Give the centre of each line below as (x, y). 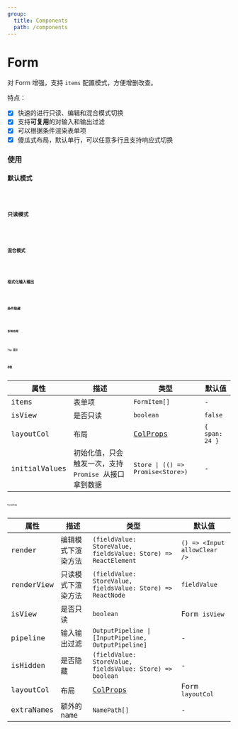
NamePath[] (111, 710)
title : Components (41, 21)
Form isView (203, 614)
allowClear (199, 550)
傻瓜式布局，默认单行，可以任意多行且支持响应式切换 (95, 140)
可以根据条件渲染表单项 (52, 131)
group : (17, 14)
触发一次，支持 (98, 464)
